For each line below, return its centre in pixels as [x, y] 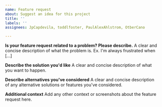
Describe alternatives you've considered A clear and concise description [80, 80]
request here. [19, 99]
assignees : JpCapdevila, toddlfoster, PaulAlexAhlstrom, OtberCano [75, 28]
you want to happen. [26, 70]
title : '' [15, 18]
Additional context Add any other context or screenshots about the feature [81, 94]
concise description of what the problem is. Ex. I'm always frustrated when [80, 51]
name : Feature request [28, 9]
